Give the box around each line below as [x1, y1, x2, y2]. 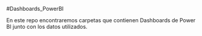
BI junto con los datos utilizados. [6, 23, 88, 30]
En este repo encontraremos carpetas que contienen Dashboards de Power [6, 17, 196, 23]
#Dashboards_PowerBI [6, 5, 64, 12]
